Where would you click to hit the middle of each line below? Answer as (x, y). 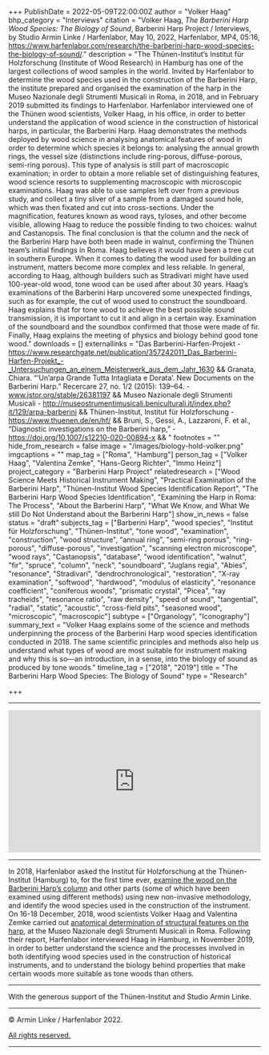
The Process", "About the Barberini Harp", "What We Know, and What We (129, 505)
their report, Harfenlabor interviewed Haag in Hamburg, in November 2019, (131, 939)
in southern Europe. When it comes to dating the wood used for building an (132, 259)
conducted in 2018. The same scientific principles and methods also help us (134, 642)
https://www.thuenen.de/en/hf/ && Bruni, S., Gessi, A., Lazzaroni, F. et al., (129, 420)
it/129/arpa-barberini (43, 412)
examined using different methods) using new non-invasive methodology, (130, 896)
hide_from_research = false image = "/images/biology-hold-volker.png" (126, 446)
